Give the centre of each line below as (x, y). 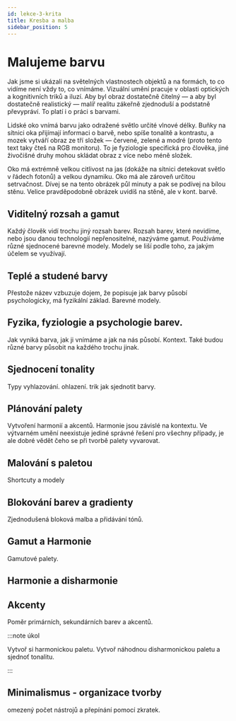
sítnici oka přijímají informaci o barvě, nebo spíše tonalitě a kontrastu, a (111, 133)
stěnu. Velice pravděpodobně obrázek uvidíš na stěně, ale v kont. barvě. (112, 192)
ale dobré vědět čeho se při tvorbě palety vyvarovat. (84, 441)
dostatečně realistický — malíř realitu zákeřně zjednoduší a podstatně (109, 104)
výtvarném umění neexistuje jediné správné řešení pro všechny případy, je (116, 433)
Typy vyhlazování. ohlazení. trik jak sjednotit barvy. (82, 386)
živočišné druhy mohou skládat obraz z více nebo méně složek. (100, 156)
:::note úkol (24, 636)
